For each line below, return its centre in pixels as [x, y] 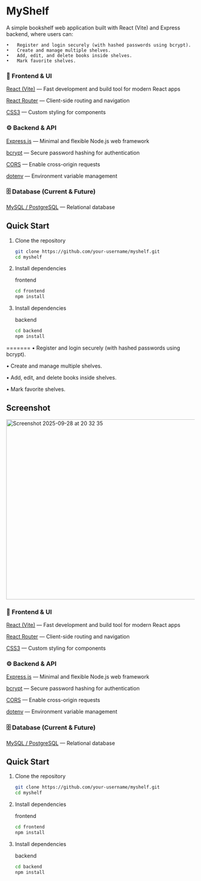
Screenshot [28, 408]
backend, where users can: [40, 34]
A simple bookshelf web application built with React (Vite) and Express [93, 28]
